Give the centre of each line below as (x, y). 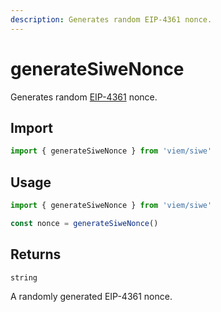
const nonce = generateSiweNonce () (84, 223)
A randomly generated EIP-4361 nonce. (91, 296)
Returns (36, 254)
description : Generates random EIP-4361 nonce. (111, 19)
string (24, 277)
